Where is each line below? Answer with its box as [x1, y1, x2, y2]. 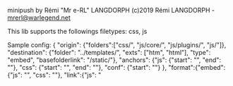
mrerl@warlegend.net [7, 13, 71, 22]
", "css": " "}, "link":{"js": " [27, 70, 102, 79]
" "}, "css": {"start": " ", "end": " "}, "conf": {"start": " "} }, [7, 63, 167, 71]
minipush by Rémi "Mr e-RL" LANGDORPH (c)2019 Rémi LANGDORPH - [7, 6, 215, 14]
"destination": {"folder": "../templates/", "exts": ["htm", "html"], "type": [7, 49, 211, 56]
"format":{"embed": [168, 63, 226, 71]
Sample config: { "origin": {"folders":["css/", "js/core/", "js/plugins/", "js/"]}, [7, 41, 227, 49]
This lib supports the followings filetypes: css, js [7, 27, 148, 35]
